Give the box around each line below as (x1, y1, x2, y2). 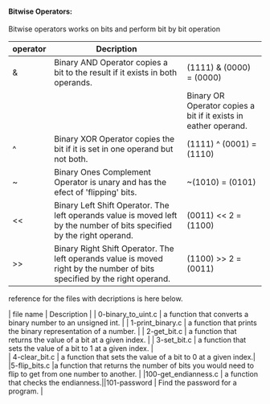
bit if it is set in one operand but (54, 143, 174, 155)
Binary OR (186, 90, 225, 101)
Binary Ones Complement (54, 167, 151, 178)
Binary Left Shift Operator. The (54, 200, 170, 211)
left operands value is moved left (54, 210, 178, 221)
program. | (8, 386, 43, 396)
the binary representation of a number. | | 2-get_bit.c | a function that (8, 327, 237, 336)
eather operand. (186, 121, 247, 132)
